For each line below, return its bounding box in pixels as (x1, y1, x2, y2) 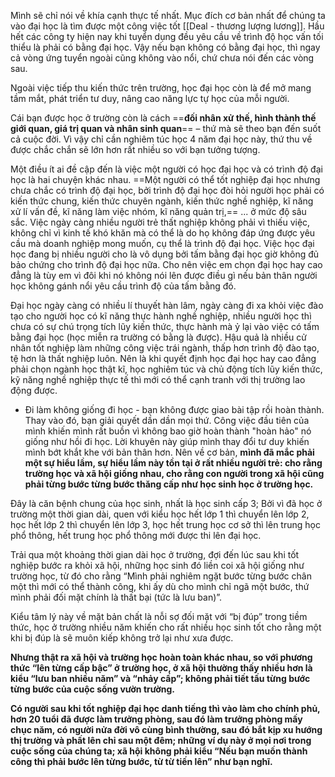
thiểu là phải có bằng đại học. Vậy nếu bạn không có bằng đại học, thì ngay (10, 41, 321, 53)
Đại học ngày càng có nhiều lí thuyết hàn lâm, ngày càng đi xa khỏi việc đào (10, 300, 324, 311)
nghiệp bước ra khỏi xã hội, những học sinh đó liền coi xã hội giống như (10, 560, 305, 571)
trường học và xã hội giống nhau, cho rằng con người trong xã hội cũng (24, 468, 325, 479)
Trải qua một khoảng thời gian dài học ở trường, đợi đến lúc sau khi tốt (10, 549, 300, 560)
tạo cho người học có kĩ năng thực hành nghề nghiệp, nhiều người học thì (10, 310, 312, 322)
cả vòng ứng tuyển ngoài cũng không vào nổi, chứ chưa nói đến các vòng (10, 52, 315, 64)
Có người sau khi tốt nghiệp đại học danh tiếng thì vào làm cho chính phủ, (10, 703, 321, 714)
